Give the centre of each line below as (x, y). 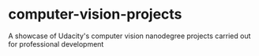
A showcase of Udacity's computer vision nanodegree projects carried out (129, 36)
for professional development (56, 44)
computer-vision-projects (95, 14)
